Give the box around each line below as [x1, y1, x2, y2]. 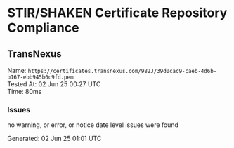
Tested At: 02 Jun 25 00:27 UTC [7, 80, 101, 88]
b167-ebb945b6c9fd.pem [7, 74, 74, 81]
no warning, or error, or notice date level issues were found [7, 121, 179, 129]
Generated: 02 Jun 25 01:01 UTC [7, 135, 102, 143]
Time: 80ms [7, 88, 42, 95]
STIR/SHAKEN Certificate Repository [7, 5, 228, 21]
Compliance [7, 20, 79, 36]
